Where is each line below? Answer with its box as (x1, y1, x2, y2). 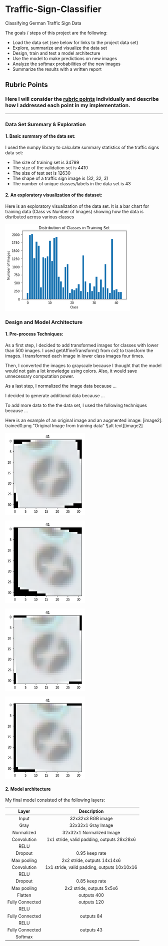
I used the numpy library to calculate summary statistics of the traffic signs (5, 144, 159, 150)
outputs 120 (78, 899, 104, 905)
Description (78, 808, 104, 814)
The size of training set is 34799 (12, 159, 79, 165)
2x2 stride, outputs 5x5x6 (64, 885, 118, 891)
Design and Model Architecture (5, 319, 83, 326)
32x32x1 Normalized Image (62, 829, 120, 835)
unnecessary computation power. (5, 373, 74, 379)
